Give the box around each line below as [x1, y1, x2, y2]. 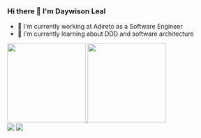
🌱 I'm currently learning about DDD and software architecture [17, 29, 194, 38]
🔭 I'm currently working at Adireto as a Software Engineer [17, 22, 183, 31]
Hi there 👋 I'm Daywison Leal [7, 6, 106, 16]
